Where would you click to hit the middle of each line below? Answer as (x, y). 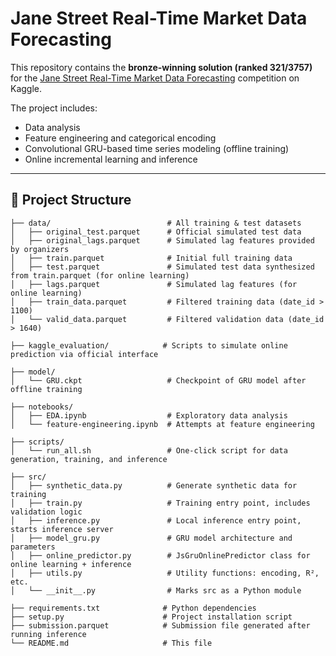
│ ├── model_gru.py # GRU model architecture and (151, 538)
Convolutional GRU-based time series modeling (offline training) (157, 148)
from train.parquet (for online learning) (100, 275)
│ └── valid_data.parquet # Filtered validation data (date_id (167, 319)
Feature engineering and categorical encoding (120, 138)
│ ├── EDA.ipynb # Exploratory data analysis (149, 415)
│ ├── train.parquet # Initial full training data (151, 258)
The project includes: (54, 108)
